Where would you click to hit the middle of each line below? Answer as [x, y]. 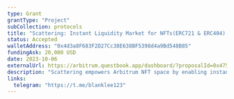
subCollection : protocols [45, 26]
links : [17, 78]
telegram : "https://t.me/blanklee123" [70, 85]
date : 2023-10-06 [32, 59]
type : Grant [24, 14]
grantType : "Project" [39, 20]
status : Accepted [32, 40]
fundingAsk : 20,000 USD [42, 53]
